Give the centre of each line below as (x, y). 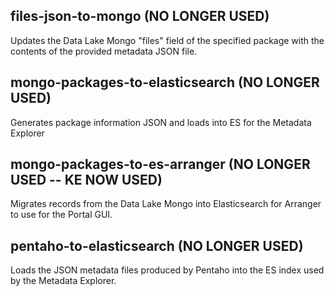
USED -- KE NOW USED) (86, 180)
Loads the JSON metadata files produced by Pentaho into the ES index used (167, 270)
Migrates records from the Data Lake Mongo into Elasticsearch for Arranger (166, 204)
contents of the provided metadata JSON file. (104, 51)
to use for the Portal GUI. (61, 215)
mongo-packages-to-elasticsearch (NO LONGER (165, 82)
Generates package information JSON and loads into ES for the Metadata (161, 122)
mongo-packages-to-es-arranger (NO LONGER (160, 164)
